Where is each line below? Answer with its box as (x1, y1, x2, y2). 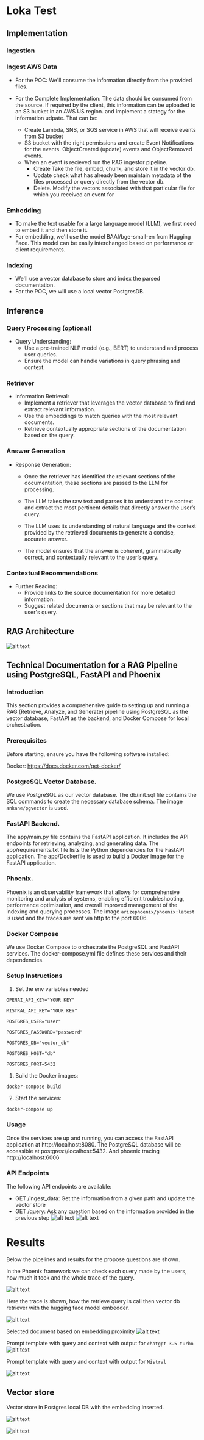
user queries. (24, 351, 58, 358)
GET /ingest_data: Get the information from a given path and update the (15, 1194, 195, 1202)
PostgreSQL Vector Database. (6, 777, 97, 786)
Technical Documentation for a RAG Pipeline (6, 660, 178, 671)
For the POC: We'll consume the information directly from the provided (15, 76, 192, 84)
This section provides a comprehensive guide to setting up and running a (6, 702, 190, 709)
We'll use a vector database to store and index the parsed (15, 275, 160, 283)
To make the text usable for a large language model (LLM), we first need (15, 220, 197, 228)
